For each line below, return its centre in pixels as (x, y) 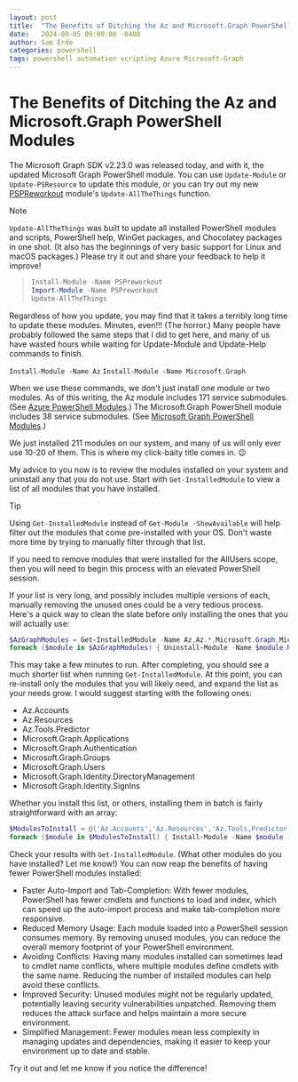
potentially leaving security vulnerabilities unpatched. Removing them (149, 1004)
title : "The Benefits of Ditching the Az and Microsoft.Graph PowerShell (150, 26)
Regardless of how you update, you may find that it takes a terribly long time (149, 316)
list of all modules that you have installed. (85, 488)
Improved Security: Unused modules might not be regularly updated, (147, 994)
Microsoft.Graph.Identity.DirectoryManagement (108, 777)
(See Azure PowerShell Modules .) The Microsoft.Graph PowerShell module (145, 406)
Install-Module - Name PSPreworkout (97, 282)
